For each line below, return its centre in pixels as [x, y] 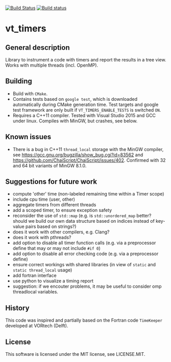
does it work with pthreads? [42, 238]
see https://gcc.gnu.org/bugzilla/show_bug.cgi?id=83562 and [78, 155]
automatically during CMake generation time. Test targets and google [86, 104]
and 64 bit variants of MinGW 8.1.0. [50, 165]
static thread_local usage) [42, 270]
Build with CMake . [30, 93]
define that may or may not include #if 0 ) [56, 248]
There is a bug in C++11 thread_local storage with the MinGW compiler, [88, 149]
